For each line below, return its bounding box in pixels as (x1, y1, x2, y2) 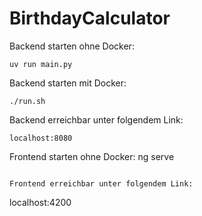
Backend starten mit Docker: (9, 77, 127, 89)
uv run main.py (9, 59, 73, 69)
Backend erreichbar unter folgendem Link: (9, 113, 184, 126)
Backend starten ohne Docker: (9, 40, 135, 52)
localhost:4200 (9, 196, 72, 208)
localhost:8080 (9, 133, 73, 143)
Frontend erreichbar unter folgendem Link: (9, 178, 194, 189)
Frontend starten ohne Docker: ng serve (9, 150, 175, 162)
